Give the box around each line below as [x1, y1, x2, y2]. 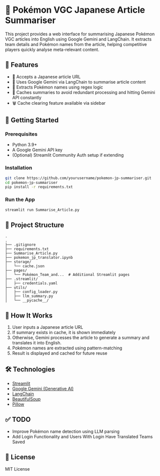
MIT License [5, 466, 30, 472]
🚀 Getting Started [5, 116, 59, 124]
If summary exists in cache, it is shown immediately [12, 330, 116, 336]
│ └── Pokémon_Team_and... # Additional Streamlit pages [5, 272, 130, 277]
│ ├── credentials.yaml [5, 281, 58, 286]
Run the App [5, 196, 35, 203]
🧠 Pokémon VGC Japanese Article [5, 4, 145, 16]
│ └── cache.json [5, 264, 45, 269]
